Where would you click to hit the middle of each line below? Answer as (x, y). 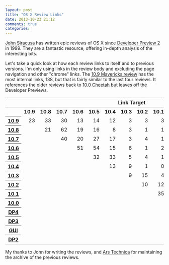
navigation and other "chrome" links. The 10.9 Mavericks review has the (80, 74)
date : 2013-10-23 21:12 (30, 19)
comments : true (21, 24)
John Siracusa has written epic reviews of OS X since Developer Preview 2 (83, 43)
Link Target (132, 103)
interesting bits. (21, 54)
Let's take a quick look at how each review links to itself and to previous (80, 63)
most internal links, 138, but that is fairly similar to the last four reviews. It (80, 80)
